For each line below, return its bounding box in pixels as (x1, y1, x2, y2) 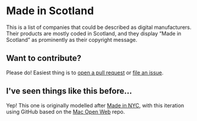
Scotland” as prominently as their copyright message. (6, 36, 138, 43)
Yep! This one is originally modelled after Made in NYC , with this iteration (6, 102, 185, 109)
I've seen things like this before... (6, 86, 132, 96)
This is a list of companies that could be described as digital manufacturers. (6, 24, 192, 31)
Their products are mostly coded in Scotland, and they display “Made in (6, 30, 182, 37)
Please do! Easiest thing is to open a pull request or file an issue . (6, 69, 164, 76)
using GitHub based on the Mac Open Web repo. (6, 108, 125, 115)
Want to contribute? (6, 53, 82, 63)
